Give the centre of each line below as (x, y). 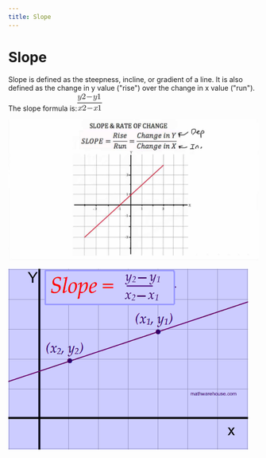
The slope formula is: (43, 108)
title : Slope (30, 17)
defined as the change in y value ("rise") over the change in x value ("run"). (132, 88)
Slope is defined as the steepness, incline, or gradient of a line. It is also (126, 79)
